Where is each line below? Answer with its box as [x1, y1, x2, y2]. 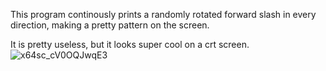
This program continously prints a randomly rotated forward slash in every [10, 9, 317, 20]
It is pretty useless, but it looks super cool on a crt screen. [10, 39, 250, 50]
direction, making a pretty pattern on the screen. [10, 19, 210, 31]
